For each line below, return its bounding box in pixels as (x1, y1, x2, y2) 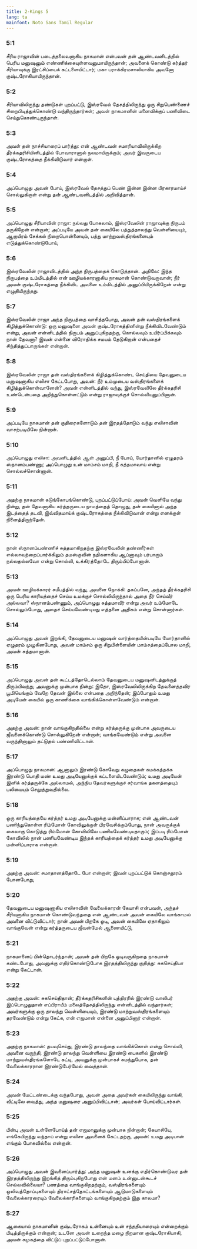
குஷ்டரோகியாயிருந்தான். (6, 72, 61, 79)
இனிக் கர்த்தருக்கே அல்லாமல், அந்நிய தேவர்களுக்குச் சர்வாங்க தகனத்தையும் (6, 779, 178, 786)
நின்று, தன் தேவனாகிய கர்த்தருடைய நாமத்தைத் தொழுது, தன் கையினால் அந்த (6, 502, 177, 509)
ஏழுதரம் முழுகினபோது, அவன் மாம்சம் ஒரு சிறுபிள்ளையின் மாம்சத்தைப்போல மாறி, (6, 641, 191, 648)
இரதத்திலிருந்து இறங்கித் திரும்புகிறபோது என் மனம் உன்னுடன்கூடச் (6, 1174, 157, 1181)
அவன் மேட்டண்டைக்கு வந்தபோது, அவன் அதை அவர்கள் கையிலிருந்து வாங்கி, (6, 1091, 183, 1098)
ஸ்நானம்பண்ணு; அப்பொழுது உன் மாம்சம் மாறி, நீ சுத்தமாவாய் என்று (6, 460, 161, 468)
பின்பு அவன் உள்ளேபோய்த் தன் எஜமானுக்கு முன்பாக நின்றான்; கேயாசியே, (6, 1126, 172, 1133)
